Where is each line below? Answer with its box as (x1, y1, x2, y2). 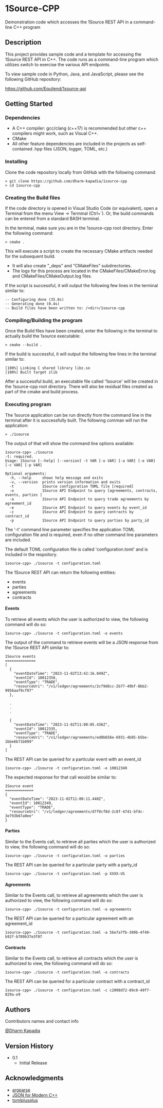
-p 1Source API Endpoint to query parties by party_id (9, 518, 149, 523)
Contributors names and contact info (5, 1018, 79, 1024)
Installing (5, 158, 28, 165)
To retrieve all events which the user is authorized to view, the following (5, 616, 148, 622)
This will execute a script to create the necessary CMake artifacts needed (5, 248, 153, 254)
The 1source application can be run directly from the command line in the (5, 412, 152, 418)
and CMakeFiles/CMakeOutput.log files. (12, 273, 92, 279)
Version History (5, 1042, 54, 1050)
